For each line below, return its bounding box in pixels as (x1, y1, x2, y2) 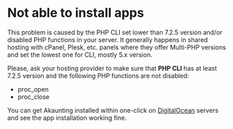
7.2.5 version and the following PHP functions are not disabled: (7, 72, 189, 80)
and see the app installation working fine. (7, 114, 127, 122)
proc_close (17, 93, 50, 101)
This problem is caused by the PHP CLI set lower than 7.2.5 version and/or (7, 28, 223, 36)
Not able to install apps (7, 5, 144, 21)
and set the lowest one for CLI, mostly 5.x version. (7, 50, 153, 59)
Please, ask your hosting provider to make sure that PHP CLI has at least (7, 64, 217, 72)
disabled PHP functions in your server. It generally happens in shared (7, 35, 208, 43)
